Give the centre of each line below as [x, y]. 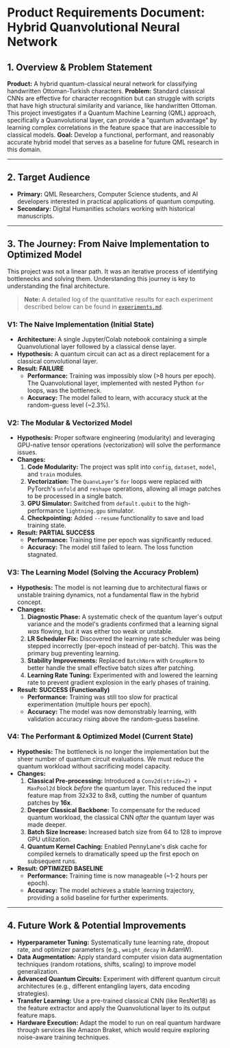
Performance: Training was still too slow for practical [102, 697]
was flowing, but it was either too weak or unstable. [100, 631]
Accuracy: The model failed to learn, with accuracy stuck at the [117, 397]
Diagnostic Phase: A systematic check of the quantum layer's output [125, 616]
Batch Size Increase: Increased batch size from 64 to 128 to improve [125, 832]
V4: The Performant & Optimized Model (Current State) [100, 737]
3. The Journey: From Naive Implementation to [108, 244]
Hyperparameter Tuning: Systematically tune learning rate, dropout [113, 942]
